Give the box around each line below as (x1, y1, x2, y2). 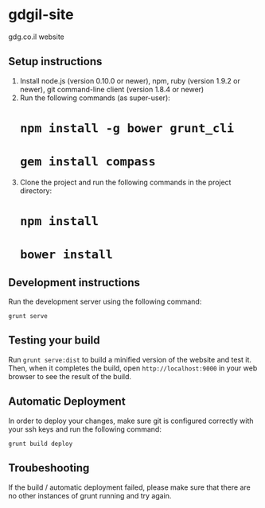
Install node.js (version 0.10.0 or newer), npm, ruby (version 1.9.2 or (19, 76, 240, 85)
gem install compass (19, 154, 157, 169)
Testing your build (8, 334, 101, 347)
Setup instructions (8, 55, 103, 68)
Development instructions (8, 276, 141, 289)
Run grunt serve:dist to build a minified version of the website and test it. (8, 355, 252, 364)
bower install (19, 247, 114, 262)
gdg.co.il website (8, 32, 65, 41)
